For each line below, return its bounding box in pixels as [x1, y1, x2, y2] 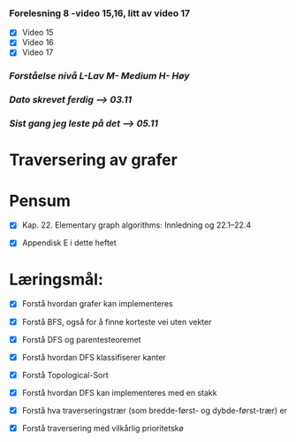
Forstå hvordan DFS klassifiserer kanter [21, 352, 166, 362]
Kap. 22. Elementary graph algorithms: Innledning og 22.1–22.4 [21, 220, 252, 230]
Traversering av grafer [9, 150, 178, 170]
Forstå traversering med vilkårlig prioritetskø [21, 423, 184, 433]
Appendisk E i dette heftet [21, 237, 117, 248]
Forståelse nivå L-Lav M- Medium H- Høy [9, 70, 190, 82]
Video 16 [21, 37, 55, 48]
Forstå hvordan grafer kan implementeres [21, 299, 174, 309]
